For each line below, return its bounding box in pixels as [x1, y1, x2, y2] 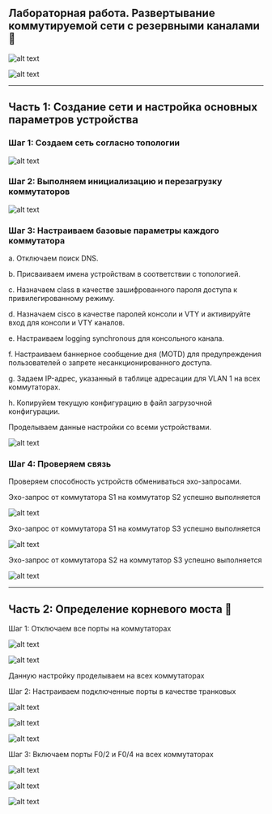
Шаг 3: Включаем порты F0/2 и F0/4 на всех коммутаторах [8, 750, 215, 760]
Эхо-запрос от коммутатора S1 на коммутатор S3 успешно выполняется [8, 523, 261, 534]
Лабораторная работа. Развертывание [8, 6, 216, 20]
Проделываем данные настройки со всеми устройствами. [8, 422, 212, 433]
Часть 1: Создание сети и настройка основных [8, 101, 257, 114]
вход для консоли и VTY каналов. [8, 318, 125, 328]
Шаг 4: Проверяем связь [8, 459, 112, 470]
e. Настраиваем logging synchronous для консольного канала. [8, 334, 225, 343]
